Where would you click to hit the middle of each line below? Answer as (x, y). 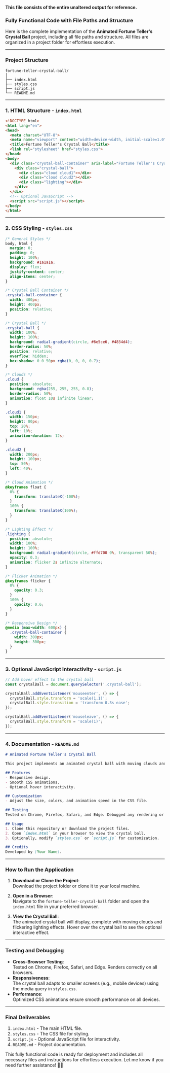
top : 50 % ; (20, 464)
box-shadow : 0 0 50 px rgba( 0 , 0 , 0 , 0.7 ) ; (55, 361)
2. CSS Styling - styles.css (39, 228)
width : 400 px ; (25, 300)
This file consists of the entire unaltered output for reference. (71, 7)
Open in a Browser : (33, 896)
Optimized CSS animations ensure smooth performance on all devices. (86, 999)
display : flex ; (26, 267)
